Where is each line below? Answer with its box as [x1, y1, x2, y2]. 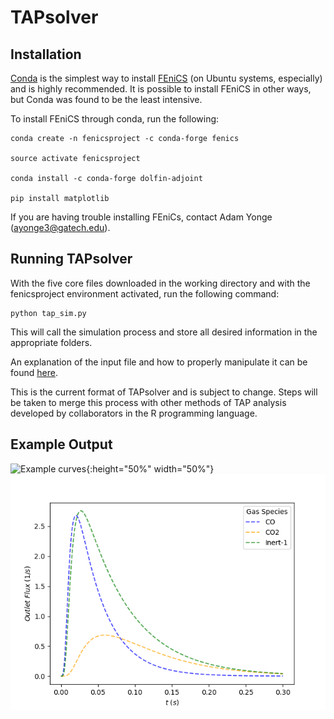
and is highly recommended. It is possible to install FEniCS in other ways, [10, 83, 312, 95]
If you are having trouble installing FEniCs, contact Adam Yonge [10, 211, 273, 223]
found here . [10, 366, 58, 378]
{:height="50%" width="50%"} [86, 462, 215, 475]
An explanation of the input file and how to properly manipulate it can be [10, 356, 308, 368]
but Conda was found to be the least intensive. [10, 94, 203, 105]
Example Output [10, 436, 113, 453]
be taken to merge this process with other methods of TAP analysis [10, 396, 287, 408]
